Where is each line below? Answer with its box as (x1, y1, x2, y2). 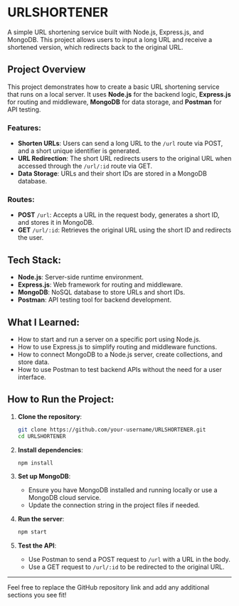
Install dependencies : (17, 445, 83, 454)
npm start (17, 528, 48, 536)
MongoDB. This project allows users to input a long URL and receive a (7, 35, 213, 43)
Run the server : (17, 515, 65, 523)
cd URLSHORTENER (17, 432, 66, 440)
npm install (17, 459, 53, 467)
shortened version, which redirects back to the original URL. (7, 43, 184, 51)
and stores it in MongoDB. (17, 218, 95, 227)
